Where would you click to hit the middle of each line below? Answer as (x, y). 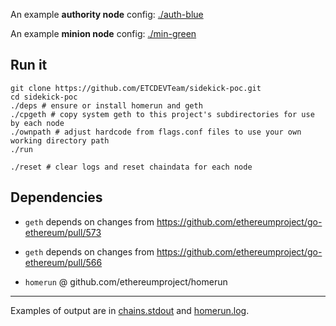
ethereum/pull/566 (63, 262)
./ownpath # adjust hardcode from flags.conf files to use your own (156, 132)
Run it (29, 65)
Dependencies (56, 197)
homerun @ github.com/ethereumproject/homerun (126, 281)
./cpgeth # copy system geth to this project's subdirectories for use (162, 114)
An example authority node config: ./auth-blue (107, 14)
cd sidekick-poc (44, 97)
